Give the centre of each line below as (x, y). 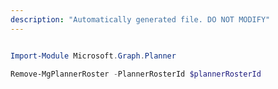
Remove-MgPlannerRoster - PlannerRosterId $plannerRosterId (136, 74)
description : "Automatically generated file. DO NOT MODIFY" (140, 19)
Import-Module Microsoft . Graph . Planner (93, 56)
